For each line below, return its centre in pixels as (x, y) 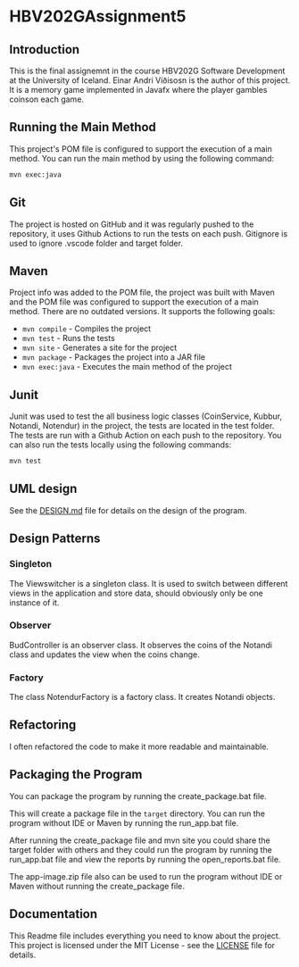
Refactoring (43, 725)
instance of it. (34, 602)
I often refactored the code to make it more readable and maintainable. (139, 746)
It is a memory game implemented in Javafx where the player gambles (138, 90)
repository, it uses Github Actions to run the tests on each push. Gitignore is (149, 233)
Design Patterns (55, 539)
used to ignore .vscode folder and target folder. (96, 243)
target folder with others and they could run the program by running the (141, 849)
